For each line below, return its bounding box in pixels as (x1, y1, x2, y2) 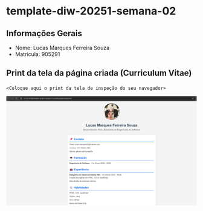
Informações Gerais (6, 28, 83, 39)
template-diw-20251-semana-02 (6, 4, 176, 18)
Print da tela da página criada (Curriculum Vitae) (6, 68, 192, 78)
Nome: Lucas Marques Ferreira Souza (14, 44, 110, 51)
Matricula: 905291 (14, 51, 60, 58)
